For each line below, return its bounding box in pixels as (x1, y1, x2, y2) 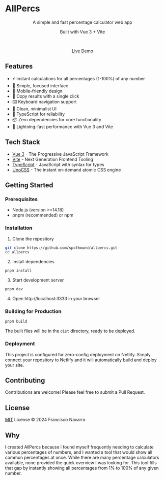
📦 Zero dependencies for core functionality (12, 116, 102, 122)
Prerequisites (5, 196, 38, 203)
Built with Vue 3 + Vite (59, 29, 106, 34)
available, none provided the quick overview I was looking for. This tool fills (5, 459, 157, 466)
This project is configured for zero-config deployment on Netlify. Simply (5, 351, 151, 357)
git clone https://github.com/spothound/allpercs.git (5, 245, 118, 250)
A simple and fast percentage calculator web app (32, 19, 133, 25)
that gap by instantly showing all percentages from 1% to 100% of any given (5, 465, 159, 471)
